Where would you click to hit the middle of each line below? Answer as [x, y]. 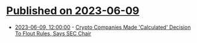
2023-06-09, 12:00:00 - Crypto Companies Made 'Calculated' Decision [103, 27]
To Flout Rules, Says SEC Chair [53, 33]
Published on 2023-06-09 [73, 11]
